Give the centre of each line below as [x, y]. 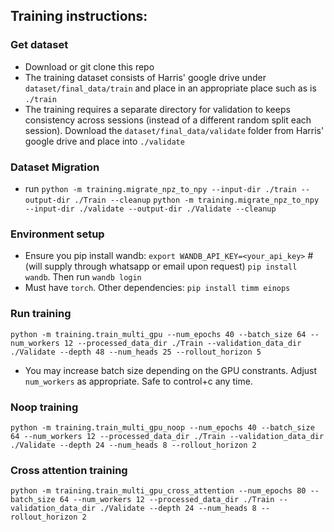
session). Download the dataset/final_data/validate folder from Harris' [174, 130]
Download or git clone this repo [89, 66]
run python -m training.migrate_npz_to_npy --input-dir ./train [160, 188]
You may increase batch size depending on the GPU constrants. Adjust [171, 370]
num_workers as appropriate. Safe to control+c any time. [138, 381]
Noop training [44, 407]
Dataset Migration [55, 167]
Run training [41, 314]
